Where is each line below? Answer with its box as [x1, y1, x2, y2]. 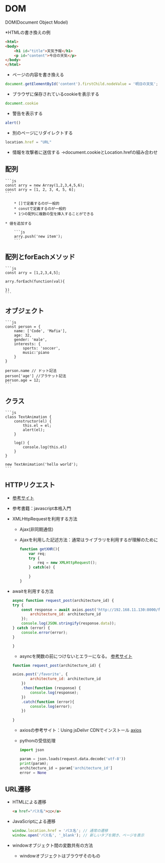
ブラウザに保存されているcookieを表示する [12, 91, 99, 97]
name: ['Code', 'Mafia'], [14, 329, 67, 334]
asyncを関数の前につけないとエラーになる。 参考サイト [19, 653, 132, 659]
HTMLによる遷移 [12, 799, 47, 805]
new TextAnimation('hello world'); [5, 462, 78, 467]
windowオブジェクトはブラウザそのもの [19, 853, 100, 859]
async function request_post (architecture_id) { [12, 598, 114, 603]
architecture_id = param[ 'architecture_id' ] [19, 765, 113, 770]
